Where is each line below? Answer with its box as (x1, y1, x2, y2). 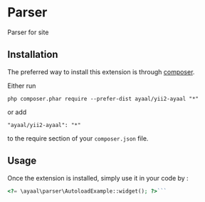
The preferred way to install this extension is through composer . (7, 67, 195, 76)
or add (7, 108, 27, 116)
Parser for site (7, 28, 49, 36)
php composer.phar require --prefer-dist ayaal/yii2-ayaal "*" (7, 95, 199, 102)
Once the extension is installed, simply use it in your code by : (7, 173, 189, 182)
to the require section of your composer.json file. (7, 133, 149, 143)
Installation (7, 49, 58, 61)
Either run (7, 81, 36, 90)
